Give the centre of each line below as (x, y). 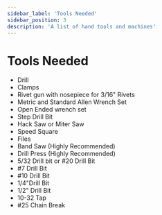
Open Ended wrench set (52, 110)
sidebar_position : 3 (37, 20)
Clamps (28, 87)
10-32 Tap (32, 198)
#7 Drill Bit (32, 169)
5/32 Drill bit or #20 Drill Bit (56, 161)
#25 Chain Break (41, 205)
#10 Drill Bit (33, 176)
